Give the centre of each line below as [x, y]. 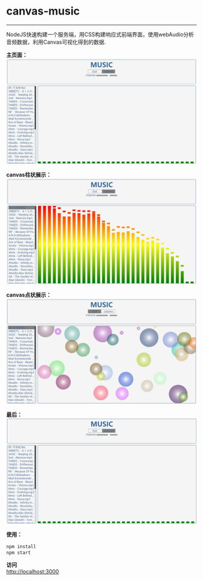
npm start [19, 552]
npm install [21, 546]
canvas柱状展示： [29, 175]
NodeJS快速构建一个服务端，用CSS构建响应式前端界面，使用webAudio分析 [100, 34]
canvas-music [43, 11]
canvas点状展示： [29, 295]
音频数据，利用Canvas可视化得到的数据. [56, 42]
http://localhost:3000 [33, 571]
